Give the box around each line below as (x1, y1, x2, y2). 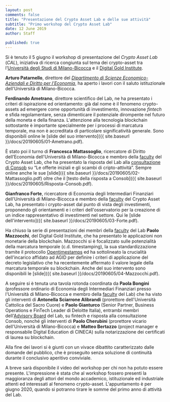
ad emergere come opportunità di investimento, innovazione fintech (20, 106, 162, 112)
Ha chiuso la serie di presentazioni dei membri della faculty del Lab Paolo (5, 227, 159, 233)
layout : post (5, 7, 33, 13)
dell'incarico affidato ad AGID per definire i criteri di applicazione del (5, 254, 148, 260)
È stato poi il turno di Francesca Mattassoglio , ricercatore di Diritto (5, 148, 146, 154)
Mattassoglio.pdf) (5, 175, 42, 181)
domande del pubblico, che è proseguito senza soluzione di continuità (5, 349, 152, 355)
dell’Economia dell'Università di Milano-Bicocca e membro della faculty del (5, 153, 162, 160)
